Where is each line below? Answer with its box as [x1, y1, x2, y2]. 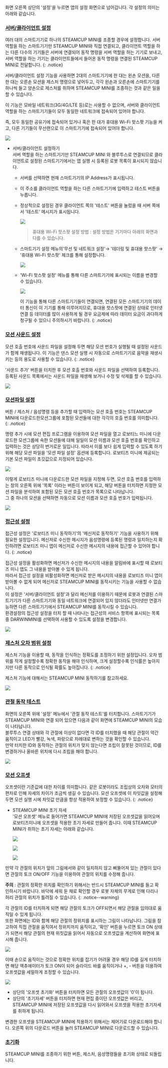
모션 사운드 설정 [5, 331, 41, 338]
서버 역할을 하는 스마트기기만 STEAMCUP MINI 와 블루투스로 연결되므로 [12, 152, 153, 158]
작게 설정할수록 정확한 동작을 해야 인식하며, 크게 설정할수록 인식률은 [14, 658, 146, 664]
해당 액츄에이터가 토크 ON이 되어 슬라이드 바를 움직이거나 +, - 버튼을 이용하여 [10, 963, 162, 969]
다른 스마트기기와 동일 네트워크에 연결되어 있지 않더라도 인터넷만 [22, 598, 148, 604]
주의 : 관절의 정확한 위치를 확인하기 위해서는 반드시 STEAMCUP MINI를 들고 [5, 882, 154, 888]
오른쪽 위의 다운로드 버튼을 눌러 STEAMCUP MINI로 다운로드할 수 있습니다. [11, 1025, 159, 1031]
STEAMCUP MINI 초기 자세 [12, 807, 67, 813]
